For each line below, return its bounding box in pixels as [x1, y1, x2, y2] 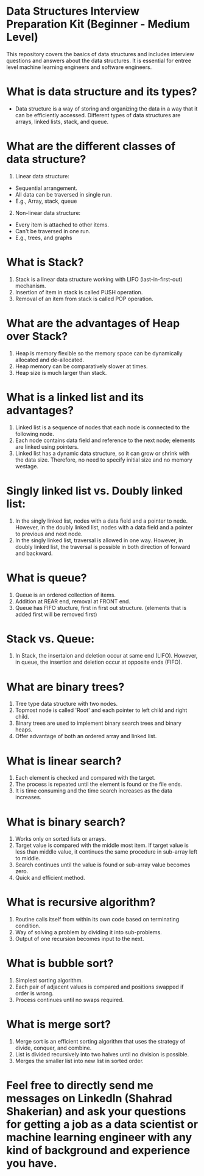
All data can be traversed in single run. [15, 191, 113, 198]
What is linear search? [6, 754, 122, 768]
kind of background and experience [6, 1144, 191, 1158]
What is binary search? [6, 815, 126, 829]
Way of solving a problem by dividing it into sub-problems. [15, 929, 163, 936]
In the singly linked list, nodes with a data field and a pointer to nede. [15, 517, 188, 524]
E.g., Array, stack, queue [15, 197, 77, 205]
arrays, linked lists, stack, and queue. [15, 118, 109, 125]
